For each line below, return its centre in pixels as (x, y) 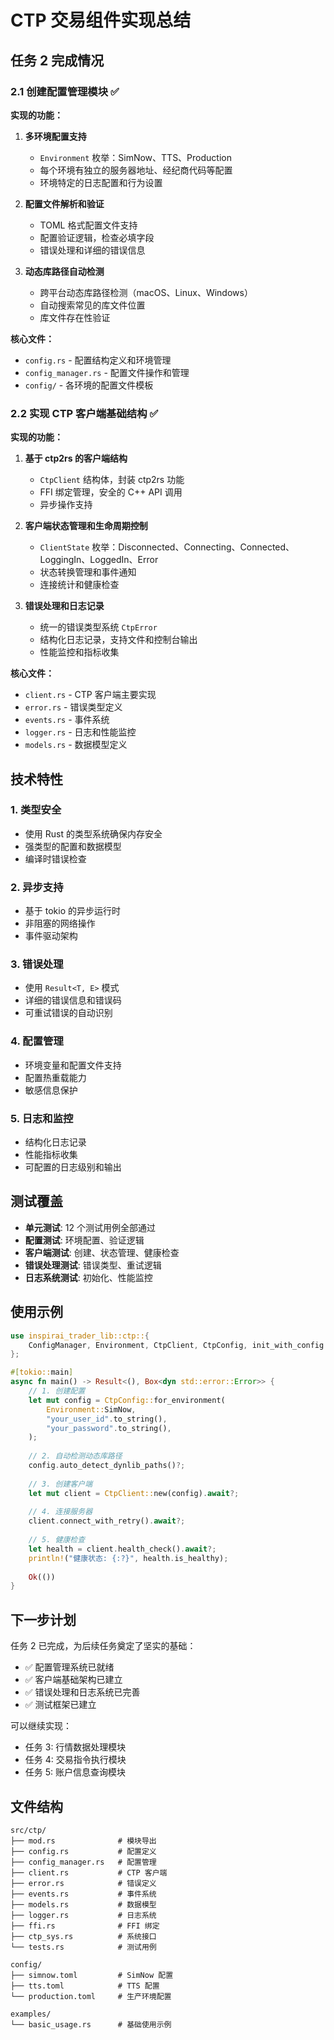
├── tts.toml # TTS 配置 (85, 1986)
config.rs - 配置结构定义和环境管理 (98, 360)
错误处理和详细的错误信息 (92, 250)
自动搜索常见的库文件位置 (92, 305)
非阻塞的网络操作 (60, 923)
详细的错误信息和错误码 (73, 1000)
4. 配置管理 (37, 1041)
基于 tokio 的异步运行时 (72, 911)
